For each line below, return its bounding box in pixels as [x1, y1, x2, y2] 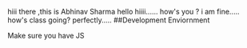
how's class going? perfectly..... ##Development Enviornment [7, 15, 210, 25]
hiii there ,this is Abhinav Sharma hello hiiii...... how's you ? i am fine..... [7, 7, 240, 16]
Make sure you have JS [7, 31, 85, 40]
